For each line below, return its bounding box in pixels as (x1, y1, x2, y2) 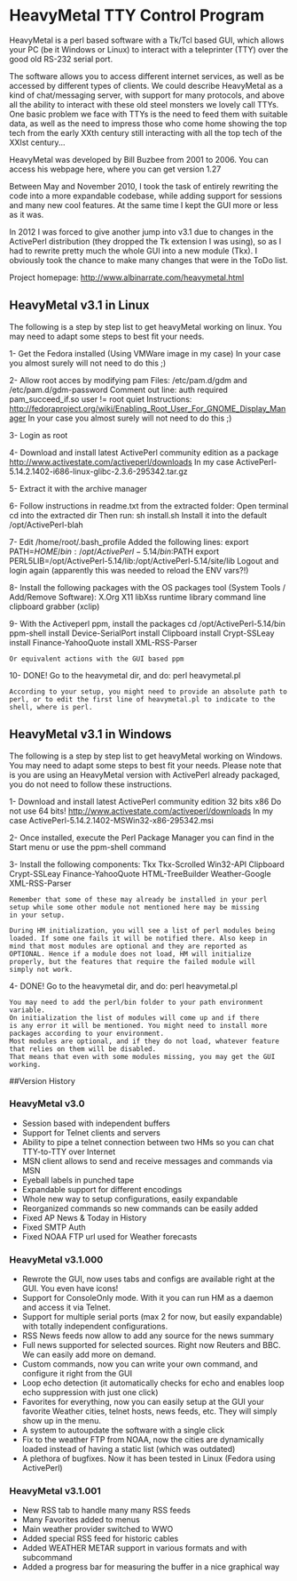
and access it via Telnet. (21, 1302, 111, 1312)
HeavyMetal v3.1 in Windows (9, 726, 172, 742)
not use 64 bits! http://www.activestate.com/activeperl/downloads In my (9, 806, 273, 816)
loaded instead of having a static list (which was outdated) (21, 1444, 236, 1455)
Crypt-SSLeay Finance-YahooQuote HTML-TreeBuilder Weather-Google (9, 868, 272, 879)
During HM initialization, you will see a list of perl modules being (9, 926, 276, 935)
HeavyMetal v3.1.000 (9, 1253, 104, 1265)
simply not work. (9, 965, 74, 974)
